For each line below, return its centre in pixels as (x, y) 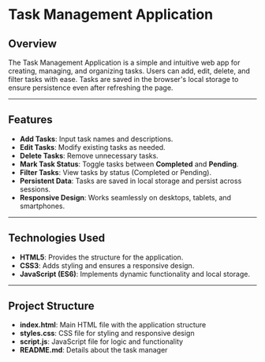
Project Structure (51, 306)
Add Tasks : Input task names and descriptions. (96, 139)
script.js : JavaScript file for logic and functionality (101, 341)
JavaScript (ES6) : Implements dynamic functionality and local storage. (135, 274)
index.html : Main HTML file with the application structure (113, 325)
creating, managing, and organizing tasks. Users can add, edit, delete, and (129, 71)
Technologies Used (56, 238)
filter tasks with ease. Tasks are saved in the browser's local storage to (123, 79)
